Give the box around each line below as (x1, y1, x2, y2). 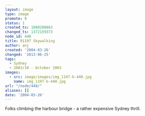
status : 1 (5, 20, 25, 26)
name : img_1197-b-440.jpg (14, 79, 66, 84)
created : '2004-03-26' (5, 47, 51, 52)
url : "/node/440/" (5, 83, 42, 88)
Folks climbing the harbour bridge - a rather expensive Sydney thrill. (5, 106, 141, 112)
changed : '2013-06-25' (5, 52, 51, 57)
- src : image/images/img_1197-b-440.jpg (9, 74, 92, 79)
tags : (5, 57, 16, 61)
